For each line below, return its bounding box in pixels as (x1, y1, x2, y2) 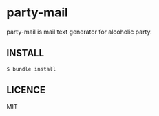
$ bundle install (6, 65, 56, 73)
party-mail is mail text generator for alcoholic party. (6, 27, 152, 36)
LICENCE (6, 84, 46, 96)
